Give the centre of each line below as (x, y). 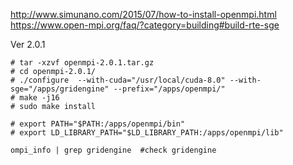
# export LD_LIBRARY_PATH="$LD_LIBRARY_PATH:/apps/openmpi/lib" (147, 133)
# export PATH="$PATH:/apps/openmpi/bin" (98, 124)
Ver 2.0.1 (28, 44)
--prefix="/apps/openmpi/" (169, 89)
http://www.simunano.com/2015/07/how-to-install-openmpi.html (143, 14)
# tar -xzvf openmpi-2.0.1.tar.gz (82, 63)
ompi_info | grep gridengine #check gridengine (113, 150)
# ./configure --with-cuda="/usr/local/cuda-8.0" (118, 80)
